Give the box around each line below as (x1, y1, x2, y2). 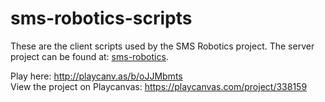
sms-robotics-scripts (10, 7, 193, 30)
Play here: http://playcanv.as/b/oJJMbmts (10, 70, 183, 82)
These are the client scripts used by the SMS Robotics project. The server (10, 40, 315, 52)
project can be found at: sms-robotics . (10, 50, 169, 62)
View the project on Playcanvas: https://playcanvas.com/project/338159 (10, 80, 308, 92)
